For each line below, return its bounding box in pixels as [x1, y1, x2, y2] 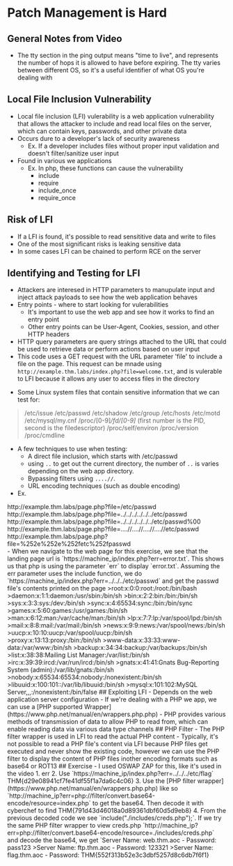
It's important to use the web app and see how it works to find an [27, 308, 214, 317]
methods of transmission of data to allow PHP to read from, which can [7, 717, 209, 726]
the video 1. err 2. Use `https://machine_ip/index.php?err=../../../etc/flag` [7, 769, 214, 778]
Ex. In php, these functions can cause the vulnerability [27, 164, 184, 172]
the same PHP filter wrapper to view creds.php [7, 821, 141, 830]
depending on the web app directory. [27, 467, 134, 476]
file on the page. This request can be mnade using [17, 360, 162, 368]
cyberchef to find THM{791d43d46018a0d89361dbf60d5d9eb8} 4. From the [7, 807, 227, 815]
